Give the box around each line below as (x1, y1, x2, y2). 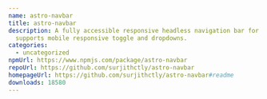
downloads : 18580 (8, 78, 66, 86)
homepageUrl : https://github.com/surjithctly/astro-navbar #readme (8, 71, 234, 79)
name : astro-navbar (8, 11, 74, 20)
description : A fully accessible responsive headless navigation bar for (8, 26, 260, 34)
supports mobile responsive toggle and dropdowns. (15, 34, 188, 42)
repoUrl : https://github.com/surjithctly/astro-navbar (8, 64, 195, 72)
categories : (8, 42, 48, 49)
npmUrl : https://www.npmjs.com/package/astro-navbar (8, 57, 188, 65)
